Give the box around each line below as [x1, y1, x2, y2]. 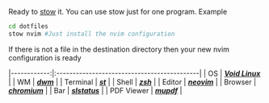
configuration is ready [8, 52, 82, 63]
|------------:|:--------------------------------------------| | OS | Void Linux [8, 68, 261, 78]
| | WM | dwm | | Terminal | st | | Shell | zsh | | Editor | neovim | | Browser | [8, 76, 257, 87]
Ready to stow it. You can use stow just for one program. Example [8, 7, 228, 16]
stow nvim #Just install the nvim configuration [8, 30, 175, 38]
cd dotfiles [8, 23, 48, 31]
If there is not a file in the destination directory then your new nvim [8, 44, 230, 54]
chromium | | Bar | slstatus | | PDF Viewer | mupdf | [8, 85, 183, 95]
